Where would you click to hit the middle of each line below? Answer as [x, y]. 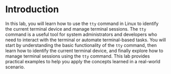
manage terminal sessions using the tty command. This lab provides [78, 56]
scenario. [15, 67]
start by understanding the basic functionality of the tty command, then [81, 45]
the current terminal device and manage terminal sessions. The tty [76, 29]
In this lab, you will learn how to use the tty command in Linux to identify [82, 23]
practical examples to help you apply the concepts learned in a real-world [83, 61]
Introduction [32, 9]
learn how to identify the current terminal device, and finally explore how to [84, 51]
